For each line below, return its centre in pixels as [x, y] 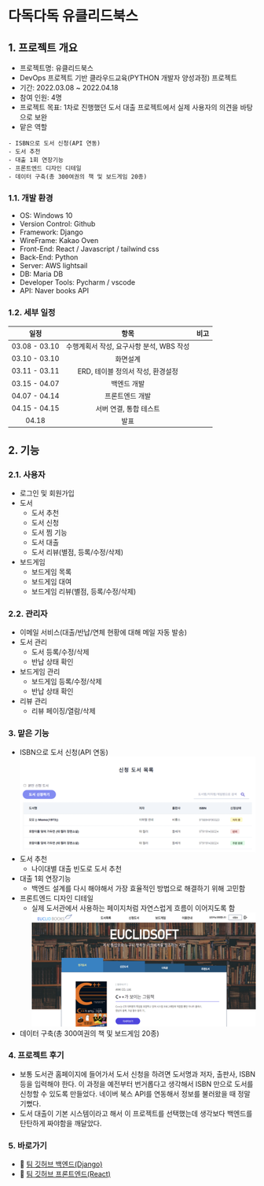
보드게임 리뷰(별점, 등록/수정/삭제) [84, 591]
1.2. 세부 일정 [32, 313]
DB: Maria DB [41, 274]
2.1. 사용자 [27, 474]
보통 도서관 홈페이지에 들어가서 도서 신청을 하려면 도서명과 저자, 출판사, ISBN [137, 1074]
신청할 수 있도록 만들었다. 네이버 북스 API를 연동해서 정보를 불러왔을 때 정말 [135, 1093]
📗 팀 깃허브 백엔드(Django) [61, 1164]
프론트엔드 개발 [128, 396]
